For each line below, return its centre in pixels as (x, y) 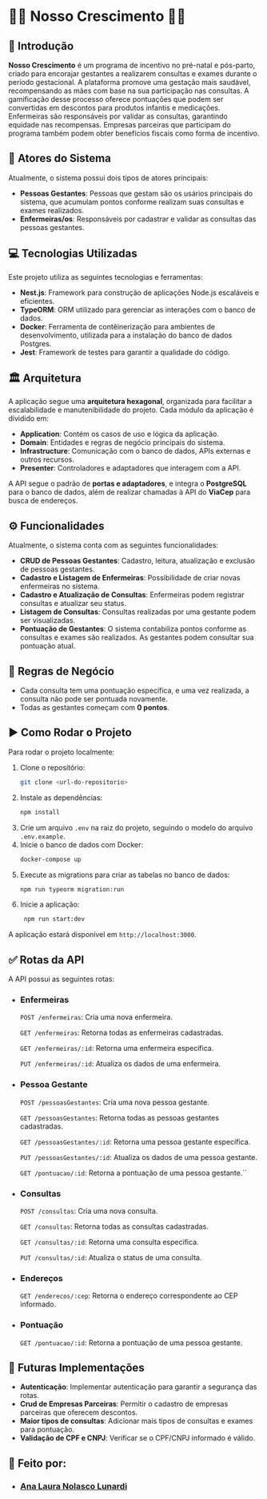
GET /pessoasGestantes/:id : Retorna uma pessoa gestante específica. (135, 1141)
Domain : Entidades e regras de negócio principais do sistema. (122, 442)
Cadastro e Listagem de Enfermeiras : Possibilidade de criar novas (130, 578)
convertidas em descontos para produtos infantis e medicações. (114, 108)
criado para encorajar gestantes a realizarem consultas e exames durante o (133, 74)
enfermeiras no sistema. (60, 586)
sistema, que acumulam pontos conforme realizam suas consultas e (132, 202)
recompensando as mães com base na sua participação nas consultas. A (129, 91)
